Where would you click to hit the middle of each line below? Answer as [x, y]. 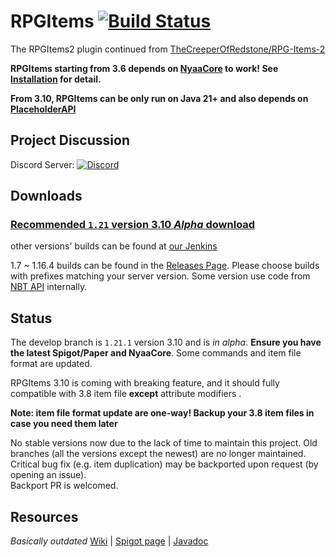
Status [31, 318]
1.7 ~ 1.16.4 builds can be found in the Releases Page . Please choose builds [165, 266]
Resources [44, 516]
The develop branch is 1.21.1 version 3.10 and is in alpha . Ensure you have [166, 342]
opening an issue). [48, 475]
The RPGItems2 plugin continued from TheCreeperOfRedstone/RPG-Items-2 [168, 49]
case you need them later [64, 424]
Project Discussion [70, 140]
